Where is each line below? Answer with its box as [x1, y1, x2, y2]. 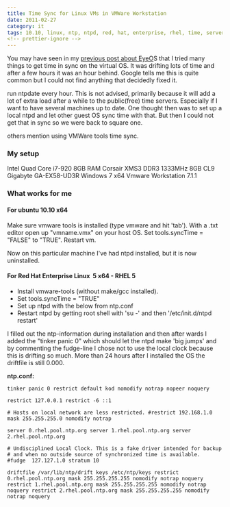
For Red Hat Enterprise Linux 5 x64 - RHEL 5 [7, 272, 136, 280]
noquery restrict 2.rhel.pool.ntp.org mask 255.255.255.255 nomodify [7, 487, 210, 494]
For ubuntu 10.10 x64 [7, 206, 68, 214]
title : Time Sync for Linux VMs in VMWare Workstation [7, 10, 167, 17]
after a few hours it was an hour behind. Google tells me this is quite [7, 69, 199, 77]
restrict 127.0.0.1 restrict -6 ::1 [7, 397, 112, 404]
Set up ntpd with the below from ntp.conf [16, 301, 133, 310]
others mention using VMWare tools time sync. [7, 132, 139, 140]
